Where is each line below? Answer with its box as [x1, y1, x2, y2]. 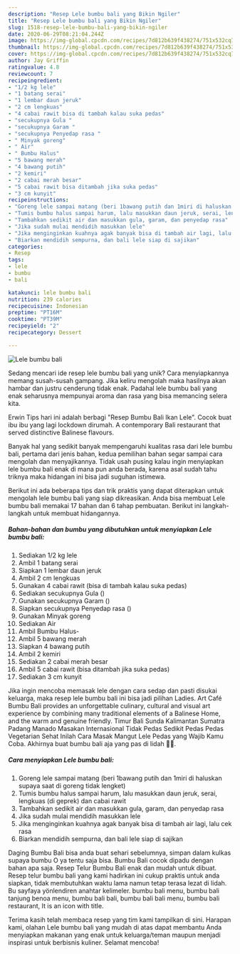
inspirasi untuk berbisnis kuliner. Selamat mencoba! [8, 938, 160, 947]
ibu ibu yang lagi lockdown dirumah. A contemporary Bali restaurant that [8, 420, 221, 429]
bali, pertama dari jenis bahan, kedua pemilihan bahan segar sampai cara [8, 449, 223, 458]
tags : [8, 257, 24, 264]
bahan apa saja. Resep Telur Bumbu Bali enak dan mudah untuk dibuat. [8, 863, 217, 872]
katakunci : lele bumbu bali [8, 289, 92, 297]
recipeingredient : [8, 76, 63, 84]
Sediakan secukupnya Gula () [18, 589, 105, 597]
